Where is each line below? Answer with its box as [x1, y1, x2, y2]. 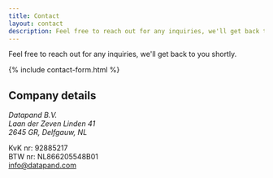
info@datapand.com [8, 160, 77, 171]
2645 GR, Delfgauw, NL [8, 128, 88, 137]
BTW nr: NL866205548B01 [8, 152, 99, 162]
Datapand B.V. [8, 111, 58, 120]
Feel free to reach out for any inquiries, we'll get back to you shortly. [8, 50, 237, 59]
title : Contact [8, 11, 60, 20]
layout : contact [8, 20, 63, 28]
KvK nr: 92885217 [8, 143, 68, 153]
